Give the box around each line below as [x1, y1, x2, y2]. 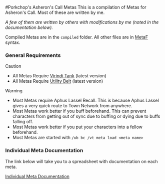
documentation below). [5, 24, 53, 30]
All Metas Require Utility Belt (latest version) [12, 78, 103, 84]
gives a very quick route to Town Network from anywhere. [12, 103, 132, 109]
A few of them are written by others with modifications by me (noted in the [5, 19, 159, 25]
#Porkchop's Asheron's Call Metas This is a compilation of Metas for [5, 4, 146, 10]
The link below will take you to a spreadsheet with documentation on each [5, 158, 158, 164]
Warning [5, 88, 22, 94]
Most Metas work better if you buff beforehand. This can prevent [12, 108, 146, 114]
